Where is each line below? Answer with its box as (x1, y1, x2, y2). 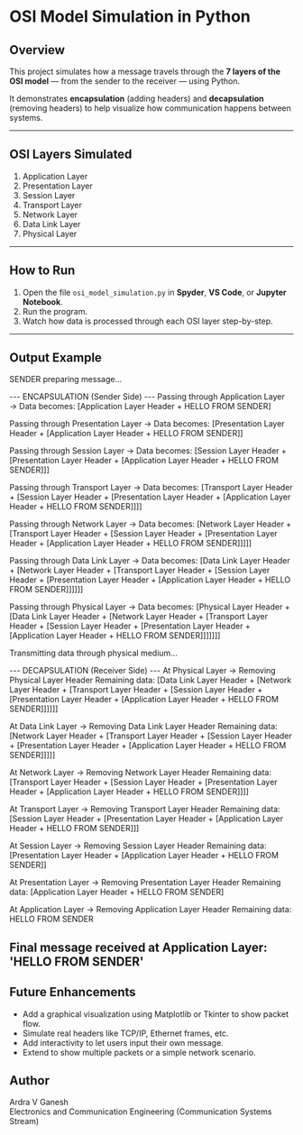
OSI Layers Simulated (9, 147, 133, 162)
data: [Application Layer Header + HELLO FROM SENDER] (9, 886, 225, 898)
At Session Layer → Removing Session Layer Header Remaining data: (9, 840, 267, 851)
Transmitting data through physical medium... (9, 647, 178, 659)
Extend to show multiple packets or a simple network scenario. (22, 1047, 256, 1057)
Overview (9, 42, 66, 58)
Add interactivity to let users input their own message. (22, 1037, 224, 1048)
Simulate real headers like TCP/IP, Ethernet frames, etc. (22, 1028, 229, 1039)
